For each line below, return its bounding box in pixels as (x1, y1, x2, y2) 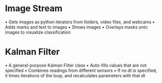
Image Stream (5, 3, 63, 14)
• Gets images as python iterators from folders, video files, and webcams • (5, 19, 155, 25)
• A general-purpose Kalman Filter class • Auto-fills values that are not (5, 62, 147, 68)
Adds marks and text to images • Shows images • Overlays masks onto (5, 24, 148, 30)
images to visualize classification (5, 29, 71, 35)
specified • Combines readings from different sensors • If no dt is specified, (5, 67, 158, 73)
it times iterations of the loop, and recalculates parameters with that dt (5, 72, 146, 78)
